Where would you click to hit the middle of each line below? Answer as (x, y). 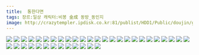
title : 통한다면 (25, 12)
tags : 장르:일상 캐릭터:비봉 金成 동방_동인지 (55, 17)
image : (14, 22)
